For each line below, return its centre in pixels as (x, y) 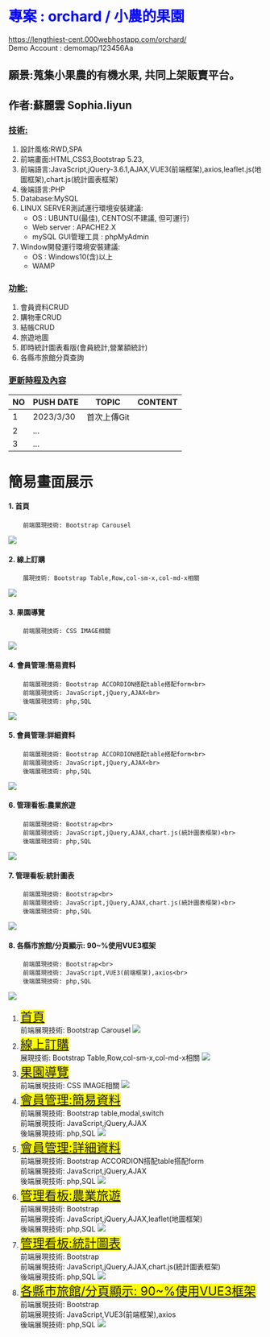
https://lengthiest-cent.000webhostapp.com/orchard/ (98, 39)
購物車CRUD (41, 317)
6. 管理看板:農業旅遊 (42, 805)
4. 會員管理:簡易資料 (42, 665)
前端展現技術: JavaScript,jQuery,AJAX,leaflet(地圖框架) (111, 1219)
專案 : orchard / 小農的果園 (97, 17)
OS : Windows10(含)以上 (72, 257)
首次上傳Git (108, 417)
